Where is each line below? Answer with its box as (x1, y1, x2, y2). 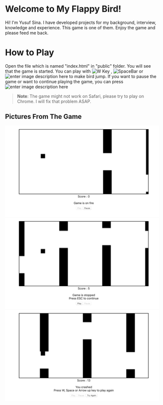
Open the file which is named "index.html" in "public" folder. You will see (5, 63, 151, 69)
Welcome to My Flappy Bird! (5, 3, 122, 15)
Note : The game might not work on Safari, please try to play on (17, 93, 144, 99)
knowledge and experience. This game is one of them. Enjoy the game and (5, 24, 156, 30)
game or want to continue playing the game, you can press (5, 78, 123, 84)
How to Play (5, 47, 55, 58)
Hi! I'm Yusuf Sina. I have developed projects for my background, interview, (5, 19, 156, 25)
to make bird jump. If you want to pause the (69, 73, 157, 79)
